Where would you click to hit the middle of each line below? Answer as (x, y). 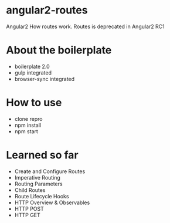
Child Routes (30, 190)
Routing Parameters (38, 184)
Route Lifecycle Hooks (42, 196)
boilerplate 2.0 (32, 66)
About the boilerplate (59, 50)
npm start (26, 131)
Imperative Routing (37, 177)
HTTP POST (29, 208)
